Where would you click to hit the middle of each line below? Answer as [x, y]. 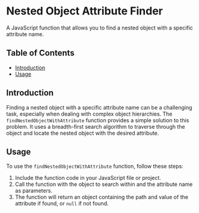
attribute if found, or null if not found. [62, 203]
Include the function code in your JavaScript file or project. [88, 178]
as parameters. [34, 191]
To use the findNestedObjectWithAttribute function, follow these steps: [95, 166]
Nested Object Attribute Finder [85, 11]
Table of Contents [41, 53]
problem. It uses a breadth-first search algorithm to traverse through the [96, 126]
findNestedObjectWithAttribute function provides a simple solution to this [98, 120]
